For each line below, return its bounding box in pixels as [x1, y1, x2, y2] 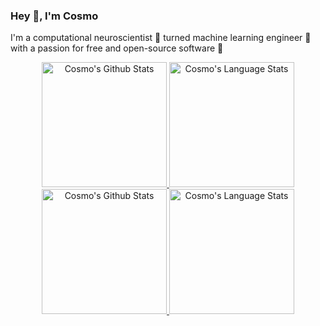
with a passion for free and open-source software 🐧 [10, 42, 224, 54]
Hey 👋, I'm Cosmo [10, 9, 99, 23]
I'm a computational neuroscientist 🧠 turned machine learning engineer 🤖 [10, 32, 312, 44]
